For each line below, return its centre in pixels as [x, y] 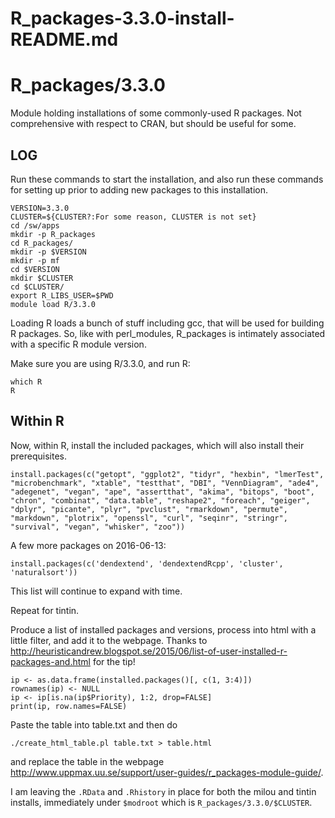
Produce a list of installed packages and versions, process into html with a [163, 629]
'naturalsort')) [44, 572]
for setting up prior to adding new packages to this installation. [139, 189]
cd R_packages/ [42, 243]
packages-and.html [50, 661]
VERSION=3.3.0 [40, 208]
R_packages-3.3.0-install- [122, 18]
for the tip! [114, 661]
